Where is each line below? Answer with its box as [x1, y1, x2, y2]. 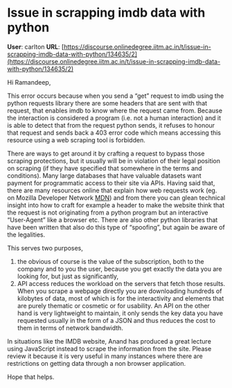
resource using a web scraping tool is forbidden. [7, 135, 145, 144]
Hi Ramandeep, [7, 78, 51, 86]
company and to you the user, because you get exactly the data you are [17, 264, 222, 273]
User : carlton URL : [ [7, 42, 64, 51]
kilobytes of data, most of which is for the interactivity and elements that [17, 294, 224, 303]
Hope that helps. [7, 373, 55, 381]
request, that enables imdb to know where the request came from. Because [7, 106, 223, 115]
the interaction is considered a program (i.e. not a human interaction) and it [7, 113, 222, 122]
